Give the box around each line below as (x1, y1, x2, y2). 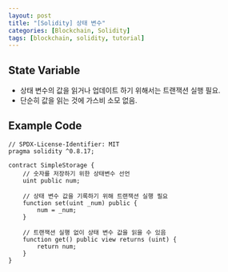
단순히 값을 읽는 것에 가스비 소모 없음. (19, 96, 138, 105)
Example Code (8, 119, 82, 132)
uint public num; (22, 176, 81, 184)
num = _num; (37, 206, 78, 214)
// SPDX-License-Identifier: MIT (8, 140, 120, 148)
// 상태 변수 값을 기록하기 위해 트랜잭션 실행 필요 (22, 192, 169, 200)
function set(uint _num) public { (22, 199, 138, 207)
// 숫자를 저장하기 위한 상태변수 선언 (22, 169, 130, 178)
